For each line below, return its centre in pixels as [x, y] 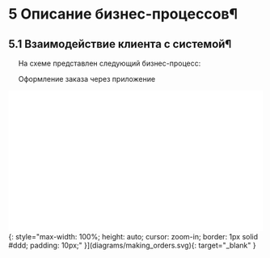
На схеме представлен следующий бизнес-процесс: [110, 63]
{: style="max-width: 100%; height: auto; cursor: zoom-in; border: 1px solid [133, 236]
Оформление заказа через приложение [87, 79]
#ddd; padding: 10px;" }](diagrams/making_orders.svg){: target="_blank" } [132, 245]
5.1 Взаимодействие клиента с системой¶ [120, 44]
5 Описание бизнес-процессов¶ [123, 14]
